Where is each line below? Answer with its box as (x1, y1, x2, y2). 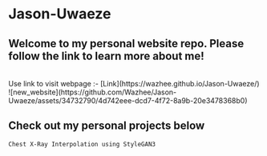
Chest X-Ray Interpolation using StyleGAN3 (8, 140, 156, 148)
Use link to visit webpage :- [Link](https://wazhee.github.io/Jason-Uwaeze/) (8, 79, 260, 88)
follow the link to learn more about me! (8, 49, 204, 62)
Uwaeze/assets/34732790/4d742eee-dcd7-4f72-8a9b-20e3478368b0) (8, 96, 248, 105)
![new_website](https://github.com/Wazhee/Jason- (8, 87, 177, 97)
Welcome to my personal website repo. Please (8, 37, 245, 50)
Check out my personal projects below (8, 119, 205, 133)
